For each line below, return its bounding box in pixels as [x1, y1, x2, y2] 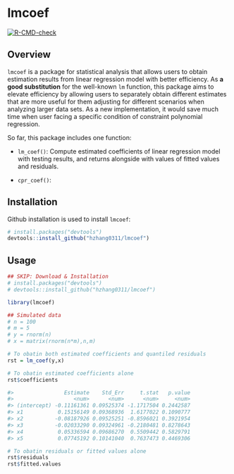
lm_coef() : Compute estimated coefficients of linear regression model [17, 146, 221, 156]
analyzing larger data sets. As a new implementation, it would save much [7, 104, 218, 113]
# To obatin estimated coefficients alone [7, 370, 134, 377]
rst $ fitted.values [7, 461, 61, 468]
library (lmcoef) [7, 299, 55, 306]
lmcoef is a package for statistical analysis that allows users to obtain [7, 67, 208, 75]
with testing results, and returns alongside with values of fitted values [17, 154, 220, 163]
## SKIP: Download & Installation [7, 273, 109, 280]
